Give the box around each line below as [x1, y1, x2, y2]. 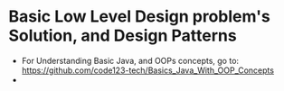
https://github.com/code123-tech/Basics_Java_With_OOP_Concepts [21, 65, 275, 76]
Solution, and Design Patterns [8, 25, 237, 46]
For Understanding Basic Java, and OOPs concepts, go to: [21, 55, 240, 66]
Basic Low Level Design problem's [8, 6, 270, 27]
